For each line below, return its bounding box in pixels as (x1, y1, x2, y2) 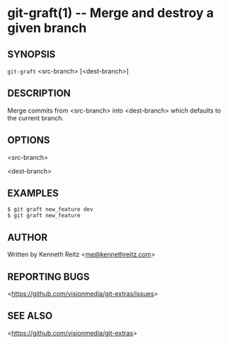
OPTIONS (7, 134, 50, 147)
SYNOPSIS (7, 48, 56, 60)
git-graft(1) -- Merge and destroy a (7, 5, 214, 21)
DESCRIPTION (7, 87, 71, 100)
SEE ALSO (7, 310, 53, 322)
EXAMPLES (7, 188, 59, 200)
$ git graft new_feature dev (7, 206, 93, 213)
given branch (7, 20, 87, 36)
